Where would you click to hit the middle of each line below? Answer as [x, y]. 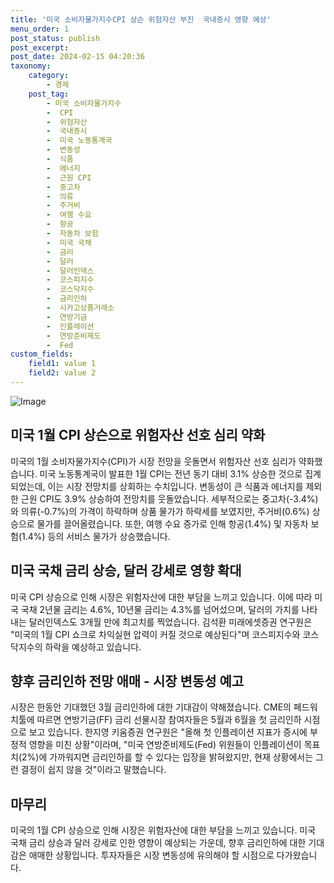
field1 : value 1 [62, 364]
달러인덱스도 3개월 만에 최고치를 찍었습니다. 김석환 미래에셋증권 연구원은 [170, 622]
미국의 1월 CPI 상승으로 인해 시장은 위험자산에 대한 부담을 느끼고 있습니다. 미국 [163, 830]
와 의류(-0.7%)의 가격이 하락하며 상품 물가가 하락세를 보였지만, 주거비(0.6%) [160, 511]
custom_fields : [42, 354]
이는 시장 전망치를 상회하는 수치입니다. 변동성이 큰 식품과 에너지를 [175, 486]
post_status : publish [55, 38]
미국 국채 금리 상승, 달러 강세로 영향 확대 [126, 571]
